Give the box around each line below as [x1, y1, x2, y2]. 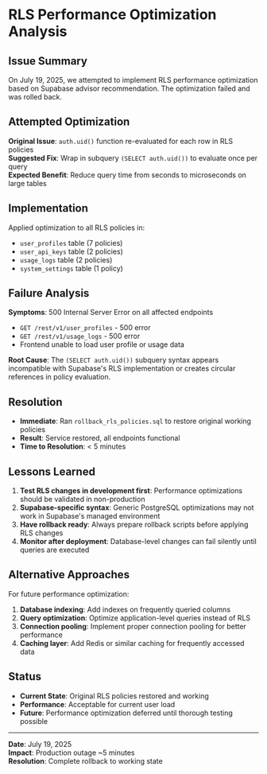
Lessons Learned [8, 465, 95, 478]
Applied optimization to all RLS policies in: [8, 223, 145, 232]
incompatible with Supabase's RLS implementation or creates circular [8, 364, 236, 373]
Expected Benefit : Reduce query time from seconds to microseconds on [8, 169, 246, 180]
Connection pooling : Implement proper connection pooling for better [19, 621, 246, 631]
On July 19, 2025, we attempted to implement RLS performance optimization [8, 76, 258, 84]
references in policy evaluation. [8, 372, 111, 382]
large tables [8, 178, 47, 188]
